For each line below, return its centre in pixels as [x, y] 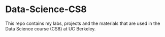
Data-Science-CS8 [46, 9]
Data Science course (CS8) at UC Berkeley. [51, 28]
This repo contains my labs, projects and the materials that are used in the [83, 23]
